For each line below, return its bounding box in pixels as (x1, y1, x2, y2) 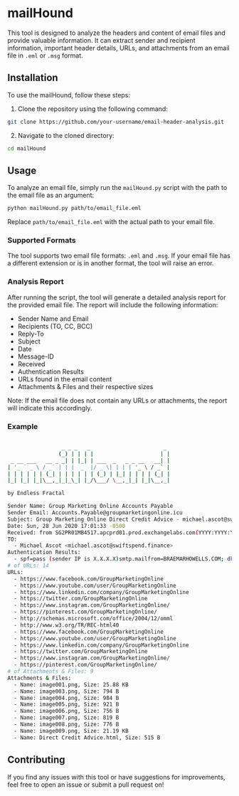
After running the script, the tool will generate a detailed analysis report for (7, 293, 226, 302)
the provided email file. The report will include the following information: (7, 300, 218, 309)
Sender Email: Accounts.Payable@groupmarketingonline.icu (7, 509, 183, 516)
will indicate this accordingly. (7, 403, 92, 412)
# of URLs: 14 (7, 562, 50, 570)
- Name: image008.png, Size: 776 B (14, 721, 119, 728)
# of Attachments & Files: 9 (7, 668, 94, 675)
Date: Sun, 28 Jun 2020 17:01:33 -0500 (7, 522, 126, 529)
